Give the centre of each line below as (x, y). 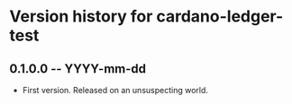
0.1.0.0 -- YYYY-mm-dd (78, 69)
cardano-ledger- (220, 17)
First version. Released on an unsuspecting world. (115, 90)
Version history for (81, 17)
